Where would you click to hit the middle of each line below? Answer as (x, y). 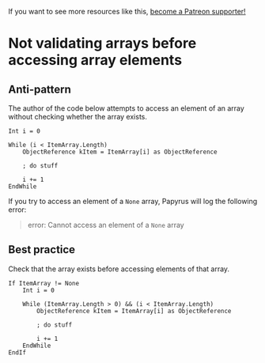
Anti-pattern (40, 89)
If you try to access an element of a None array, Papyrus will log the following (133, 201)
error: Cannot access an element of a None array (106, 225)
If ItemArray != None (44, 283)
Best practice (42, 250)
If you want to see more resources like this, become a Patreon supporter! (127, 11)
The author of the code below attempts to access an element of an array (127, 108)
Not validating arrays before (102, 43)
